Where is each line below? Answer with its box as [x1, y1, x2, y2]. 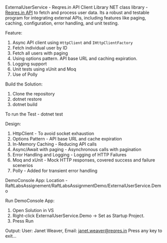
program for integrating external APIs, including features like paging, [5, 15, 146, 20]
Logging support [12, 61, 47, 66]
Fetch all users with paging [12, 50, 68, 56]
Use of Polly [12, 71, 38, 77]
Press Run [12, 218, 34, 224]
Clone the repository [12, 91, 55, 96]
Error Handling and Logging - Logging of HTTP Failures [12, 152, 126, 157]
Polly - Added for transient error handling [12, 167, 97, 173]
